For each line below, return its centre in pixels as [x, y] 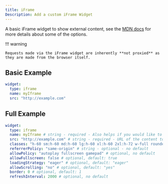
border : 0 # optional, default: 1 [45, 172]
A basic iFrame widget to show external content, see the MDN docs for [78, 29]
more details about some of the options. [46, 34]
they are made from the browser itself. [48, 57]
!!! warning [16, 44]
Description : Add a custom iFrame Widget [49, 15]
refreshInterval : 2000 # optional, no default [59, 177]
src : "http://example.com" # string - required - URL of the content [83, 139]
